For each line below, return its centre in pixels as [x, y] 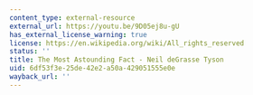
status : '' [30, 52]
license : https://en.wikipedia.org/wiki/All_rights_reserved [127, 43]
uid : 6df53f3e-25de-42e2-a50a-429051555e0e [93, 69]
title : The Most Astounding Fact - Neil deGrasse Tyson [117, 60]
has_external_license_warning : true [78, 34]
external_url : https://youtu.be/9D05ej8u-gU [94, 26]
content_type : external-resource [72, 18]
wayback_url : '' [40, 77]
